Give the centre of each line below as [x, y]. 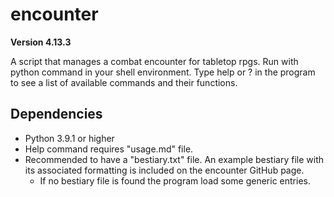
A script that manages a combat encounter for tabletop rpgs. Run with [154, 61]
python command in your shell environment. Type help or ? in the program [163, 72]
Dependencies [56, 114]
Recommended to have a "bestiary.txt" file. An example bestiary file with [174, 159]
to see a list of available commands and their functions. [124, 82]
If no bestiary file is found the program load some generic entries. [175, 180]
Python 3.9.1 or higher [69, 138]
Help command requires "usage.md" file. [109, 149]
